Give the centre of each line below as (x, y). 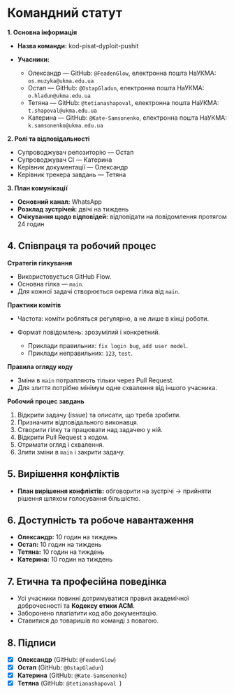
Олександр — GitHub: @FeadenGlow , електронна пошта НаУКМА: (122, 73)
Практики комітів (34, 305)
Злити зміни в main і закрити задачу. (71, 452)
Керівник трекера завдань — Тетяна (72, 174)
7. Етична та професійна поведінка (87, 582)
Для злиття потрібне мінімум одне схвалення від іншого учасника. (117, 387)
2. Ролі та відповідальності (49, 139)
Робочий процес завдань (46, 401)
